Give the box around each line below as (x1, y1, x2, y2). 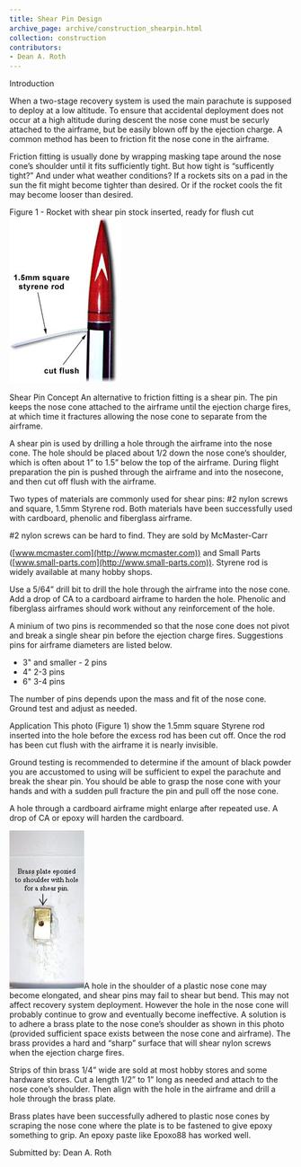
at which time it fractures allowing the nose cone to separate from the (9, 411, 268, 422)
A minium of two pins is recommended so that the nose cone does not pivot (9, 621, 290, 632)
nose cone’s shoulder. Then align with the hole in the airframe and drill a (9, 1083, 276, 1095)
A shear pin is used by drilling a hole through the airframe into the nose (9, 438, 272, 449)
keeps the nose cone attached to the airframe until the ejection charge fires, (9, 402, 291, 412)
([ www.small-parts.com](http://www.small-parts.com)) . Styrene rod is (9, 557, 269, 568)
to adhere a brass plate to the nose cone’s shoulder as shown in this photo (9, 1019, 285, 1030)
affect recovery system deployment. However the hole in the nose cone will (9, 1000, 289, 1011)
